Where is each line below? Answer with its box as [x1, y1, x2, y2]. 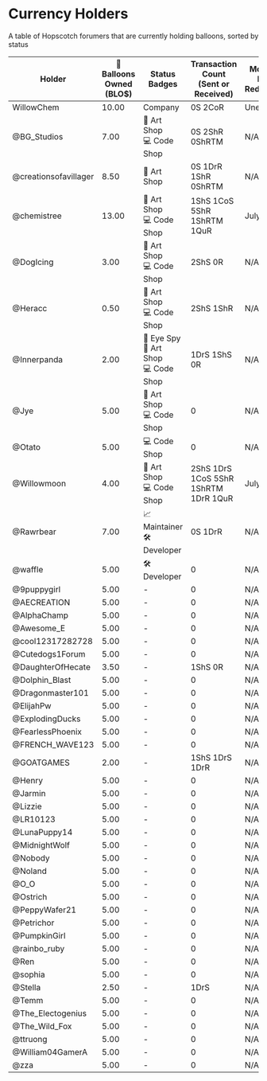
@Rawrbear [12, 526, 57, 537]
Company [142, 101, 180, 112]
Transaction [190, 58, 238, 69]
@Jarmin [12, 787, 46, 798]
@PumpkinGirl [12, 930, 66, 941]
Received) [194, 88, 234, 100]
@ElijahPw [12, 700, 52, 711]
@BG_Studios [12, 131, 64, 142]
